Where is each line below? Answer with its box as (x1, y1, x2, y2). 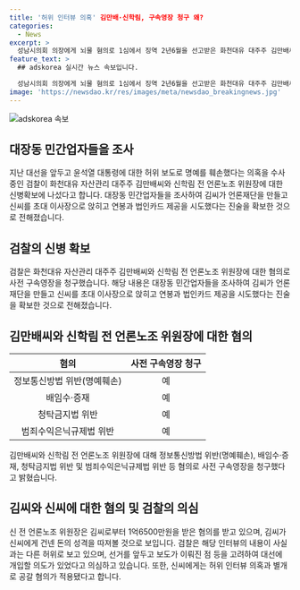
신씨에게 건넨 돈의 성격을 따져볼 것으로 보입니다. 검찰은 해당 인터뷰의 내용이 (9, 537, 271, 548)
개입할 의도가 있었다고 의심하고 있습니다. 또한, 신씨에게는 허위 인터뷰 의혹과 (9, 560, 271, 570)
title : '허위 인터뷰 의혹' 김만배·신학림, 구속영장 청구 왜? (9, 13, 204, 22)
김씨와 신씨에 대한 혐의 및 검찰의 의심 (9, 500, 199, 516)
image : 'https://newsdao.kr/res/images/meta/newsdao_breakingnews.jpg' (9, 87, 281, 97)
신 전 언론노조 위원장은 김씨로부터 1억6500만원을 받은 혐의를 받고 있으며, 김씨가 (9, 526, 287, 537)
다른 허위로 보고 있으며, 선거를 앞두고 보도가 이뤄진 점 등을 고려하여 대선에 (25, 548, 283, 560)
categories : (9, 21, 54, 30)
